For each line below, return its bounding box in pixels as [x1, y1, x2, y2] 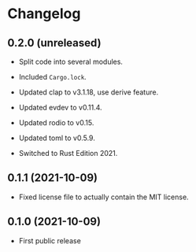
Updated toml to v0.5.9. [18, 133, 95, 143]
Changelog [7, 5, 81, 23]
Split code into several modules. [18, 57, 124, 66]
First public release [18, 235, 82, 245]
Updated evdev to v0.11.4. [18, 103, 103, 112]
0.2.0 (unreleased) [7, 36, 102, 50]
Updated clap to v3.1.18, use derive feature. [18, 87, 159, 97]
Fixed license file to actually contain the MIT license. [18, 192, 190, 202]
